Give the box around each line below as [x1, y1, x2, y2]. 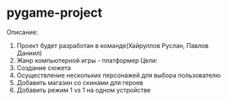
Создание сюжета [16, 63, 71, 72]
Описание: [6, 28, 38, 36]
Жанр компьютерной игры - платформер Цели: [16, 56, 158, 64]
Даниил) [16, 49, 43, 57]
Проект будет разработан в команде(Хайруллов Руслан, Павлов [16, 41, 209, 49]
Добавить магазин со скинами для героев [16, 78, 144, 86]
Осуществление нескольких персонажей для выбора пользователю [16, 71, 221, 79]
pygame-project [6, 5, 102, 21]
